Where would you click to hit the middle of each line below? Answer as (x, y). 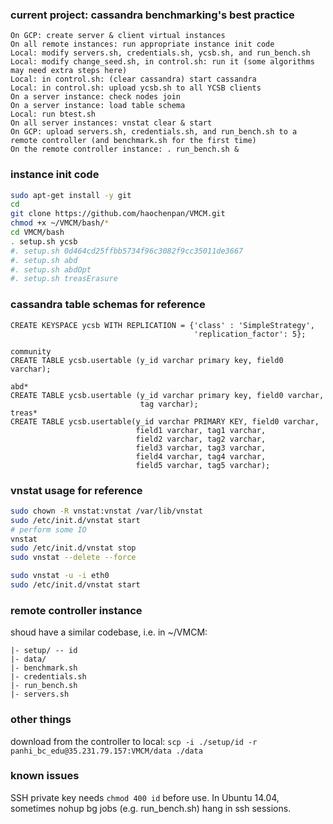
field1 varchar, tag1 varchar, (201, 430)
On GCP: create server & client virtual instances (118, 36)
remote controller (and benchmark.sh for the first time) (133, 141)
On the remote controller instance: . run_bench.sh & (125, 149)
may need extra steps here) (69, 71)
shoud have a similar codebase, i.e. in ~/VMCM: (109, 632)
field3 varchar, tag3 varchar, (201, 448)
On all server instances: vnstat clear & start (111, 123)
